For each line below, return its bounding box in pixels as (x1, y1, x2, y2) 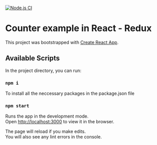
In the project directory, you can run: (5, 67, 82, 74)
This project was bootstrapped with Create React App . (5, 39, 119, 45)
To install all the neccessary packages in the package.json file (5, 90, 135, 96)
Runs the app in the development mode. (5, 113, 89, 119)
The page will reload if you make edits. (5, 128, 86, 134)
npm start (5, 103, 29, 108)
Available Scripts (5, 54, 60, 63)
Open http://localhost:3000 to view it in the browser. (5, 119, 114, 125)
